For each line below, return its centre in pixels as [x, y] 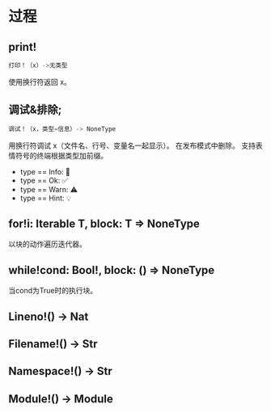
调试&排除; [35, 110]
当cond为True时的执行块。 [53, 291]
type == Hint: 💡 [46, 198]
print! [23, 46]
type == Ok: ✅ [44, 180]
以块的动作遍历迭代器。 [47, 244]
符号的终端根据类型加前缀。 [61, 155]
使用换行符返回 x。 [40, 82]
